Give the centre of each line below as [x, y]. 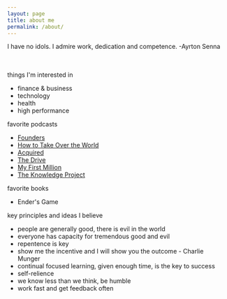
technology [34, 96]
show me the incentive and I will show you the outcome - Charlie [110, 251]
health [27, 103]
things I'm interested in [40, 75]
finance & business [45, 89]
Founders [31, 138]
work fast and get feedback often [65, 289]
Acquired [30, 153]
